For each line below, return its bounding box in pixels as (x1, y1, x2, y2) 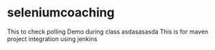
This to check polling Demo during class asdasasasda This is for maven (7, 27, 209, 36)
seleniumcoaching (7, 5, 115, 21)
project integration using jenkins (7, 34, 98, 42)
